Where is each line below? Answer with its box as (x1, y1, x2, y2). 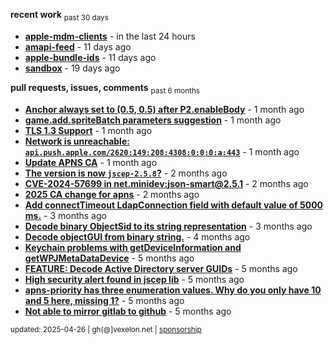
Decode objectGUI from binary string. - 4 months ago (24, 230, 251, 243)
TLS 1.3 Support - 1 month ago (24, 124, 153, 136)
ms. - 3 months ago (24, 209, 107, 221)
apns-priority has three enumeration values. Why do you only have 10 (24, 284, 322, 296)
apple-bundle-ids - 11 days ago (24, 51, 157, 63)
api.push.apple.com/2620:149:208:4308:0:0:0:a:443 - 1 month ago (24, 145, 300, 158)
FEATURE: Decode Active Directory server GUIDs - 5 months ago (24, 262, 298, 274)
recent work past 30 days (10, 9, 109, 23)
